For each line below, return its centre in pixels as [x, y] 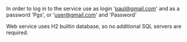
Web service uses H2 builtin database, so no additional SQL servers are [94, 26]
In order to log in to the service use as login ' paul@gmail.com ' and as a [93, 9]
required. [17, 33]
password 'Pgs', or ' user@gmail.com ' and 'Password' [72, 15]
